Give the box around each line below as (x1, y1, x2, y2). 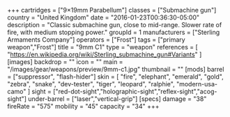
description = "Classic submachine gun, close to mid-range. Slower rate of (7, 21, 222, 29)
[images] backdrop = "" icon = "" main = (7, 58, 123, 65)
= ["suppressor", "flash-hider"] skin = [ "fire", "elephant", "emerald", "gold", (7, 72, 224, 81)
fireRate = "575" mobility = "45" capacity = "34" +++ (7, 102, 160, 110)
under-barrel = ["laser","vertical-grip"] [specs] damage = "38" (27, 95, 207, 103)
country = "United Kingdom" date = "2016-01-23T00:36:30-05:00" (7, 13, 200, 22)
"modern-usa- (176, 80, 218, 88)
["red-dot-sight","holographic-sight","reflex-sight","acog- (53, 87, 217, 95)
